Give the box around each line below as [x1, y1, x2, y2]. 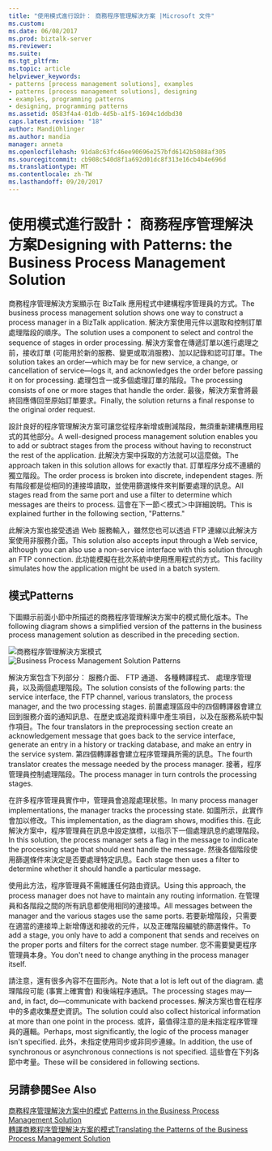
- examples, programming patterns [8, 95, 125, 103]
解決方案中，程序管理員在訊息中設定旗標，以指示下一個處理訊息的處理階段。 [8, 826, 264, 835]
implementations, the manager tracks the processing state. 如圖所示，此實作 [8, 805, 264, 815]
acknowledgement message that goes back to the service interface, [8, 731, 236, 740]
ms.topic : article [8, 65, 70, 73]
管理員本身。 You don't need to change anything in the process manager [8, 950, 249, 959]
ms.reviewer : [8, 42, 53, 50]
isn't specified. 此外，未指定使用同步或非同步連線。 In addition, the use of [8, 1037, 253, 1046]
